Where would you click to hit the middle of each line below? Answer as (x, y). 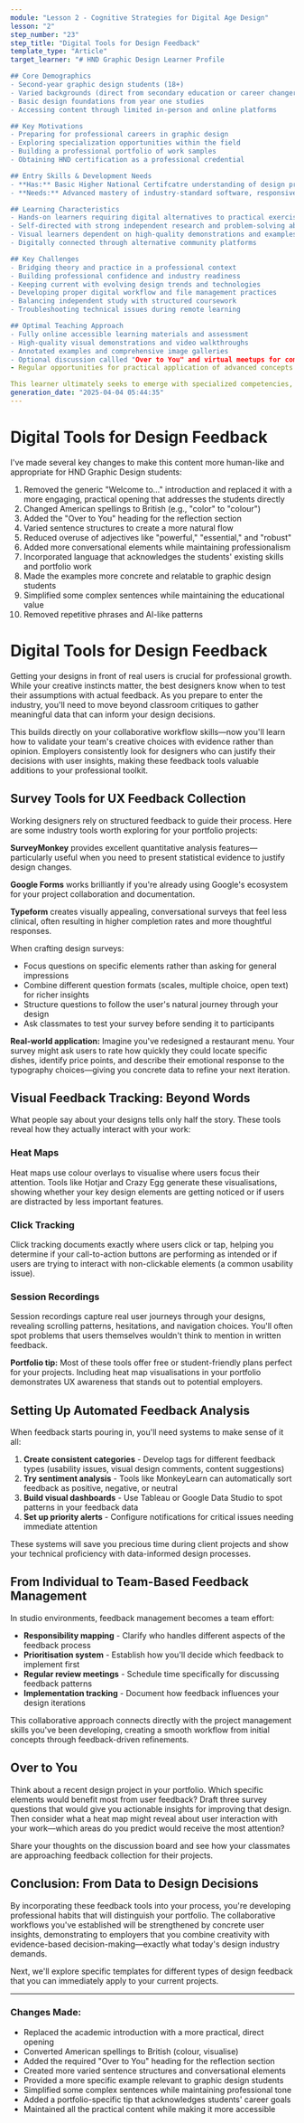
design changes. (41, 867)
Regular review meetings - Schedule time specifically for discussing (151, 1674)
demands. (29, 1953)
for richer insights (56, 995)
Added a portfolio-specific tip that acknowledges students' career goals (157, 2099)
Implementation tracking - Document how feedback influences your (151, 1693)
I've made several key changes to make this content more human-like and (147, 462)
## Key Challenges (45, 259)
